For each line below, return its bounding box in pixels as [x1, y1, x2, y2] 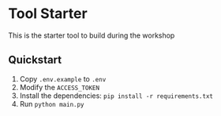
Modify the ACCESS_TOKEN [19, 82, 100, 92]
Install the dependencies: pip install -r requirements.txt [19, 91, 213, 100]
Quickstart [8, 53, 62, 67]
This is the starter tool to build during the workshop [8, 31, 175, 40]
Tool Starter [8, 5, 88, 23]
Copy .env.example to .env [19, 74, 107, 83]
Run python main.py [19, 99, 84, 108]
